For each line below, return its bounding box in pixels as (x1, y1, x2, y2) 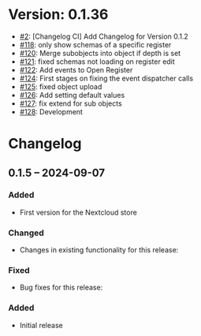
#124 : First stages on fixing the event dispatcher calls (19, 73, 194, 83)
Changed (8, 227, 45, 238)
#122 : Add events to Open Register (19, 65, 133, 74)
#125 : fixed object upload (19, 81, 102, 91)
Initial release (19, 320, 63, 330)
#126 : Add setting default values (19, 90, 125, 99)
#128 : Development (19, 106, 83, 116)
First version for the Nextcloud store (19, 207, 138, 217)
